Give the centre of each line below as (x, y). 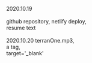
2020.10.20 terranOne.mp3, (40, 40)
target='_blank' (25, 53)
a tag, (13, 47)
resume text (21, 28)
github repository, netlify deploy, (47, 21)
